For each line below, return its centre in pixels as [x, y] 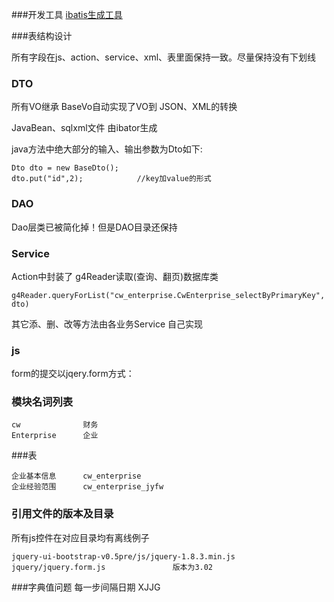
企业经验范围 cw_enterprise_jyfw [87, 487]
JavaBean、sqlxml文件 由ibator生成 [84, 128]
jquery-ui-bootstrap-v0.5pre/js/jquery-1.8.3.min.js [123, 556]
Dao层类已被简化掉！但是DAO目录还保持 [94, 227]
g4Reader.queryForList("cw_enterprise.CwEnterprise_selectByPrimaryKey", [168, 295]
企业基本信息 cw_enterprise [76, 476]
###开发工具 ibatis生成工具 [67, 14]
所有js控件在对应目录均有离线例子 [80, 537]
